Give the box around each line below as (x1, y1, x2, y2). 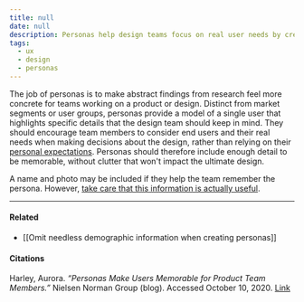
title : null (9, 13, 54, 23)
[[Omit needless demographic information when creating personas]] (22, 232, 278, 243)
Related (9, 212, 39, 222)
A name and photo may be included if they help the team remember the (9, 173, 276, 184)
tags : (9, 38, 30, 48)
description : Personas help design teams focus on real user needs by (9, 30, 281, 39)
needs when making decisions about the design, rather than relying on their (9, 137, 291, 147)
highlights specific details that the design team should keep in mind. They (9, 117, 284, 127)
